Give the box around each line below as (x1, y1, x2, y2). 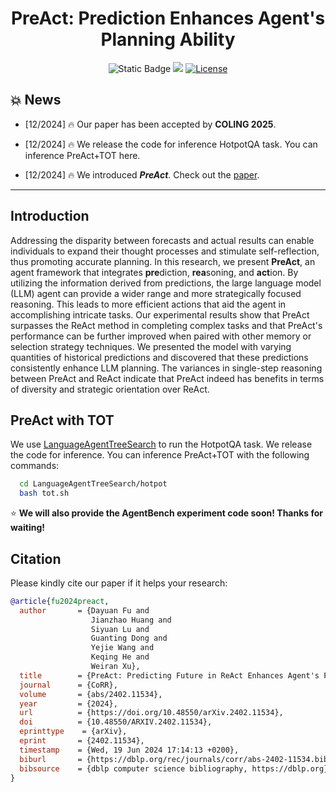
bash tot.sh (19, 488, 70, 499)
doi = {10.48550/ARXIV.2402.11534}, (19, 717, 213, 727)
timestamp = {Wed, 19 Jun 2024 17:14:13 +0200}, (19, 745, 240, 755)
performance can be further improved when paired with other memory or (10, 330, 312, 342)
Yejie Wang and (90, 643, 155, 653)
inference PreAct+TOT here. (24, 149, 141, 161)
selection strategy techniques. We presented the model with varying (10, 340, 292, 352)
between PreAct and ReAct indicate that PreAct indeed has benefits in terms (10, 372, 325, 384)
